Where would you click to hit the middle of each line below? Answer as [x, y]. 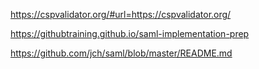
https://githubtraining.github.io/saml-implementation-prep [130, 33]
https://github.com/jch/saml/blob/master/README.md [121, 53]
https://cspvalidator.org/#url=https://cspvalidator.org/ [121, 14]
